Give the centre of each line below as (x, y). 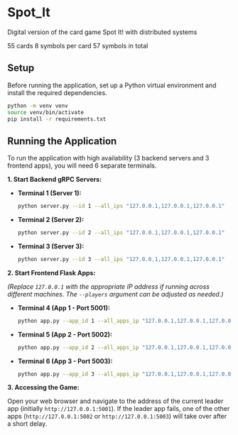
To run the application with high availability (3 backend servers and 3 (108, 158)
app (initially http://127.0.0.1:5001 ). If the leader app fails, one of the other (119, 409)
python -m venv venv (38, 106)
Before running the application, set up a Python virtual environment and (112, 85)
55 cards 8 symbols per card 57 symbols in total (78, 45)
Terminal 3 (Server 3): (51, 246)
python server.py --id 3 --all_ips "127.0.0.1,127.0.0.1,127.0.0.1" (121, 259)
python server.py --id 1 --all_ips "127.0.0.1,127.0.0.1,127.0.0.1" (121, 207)
